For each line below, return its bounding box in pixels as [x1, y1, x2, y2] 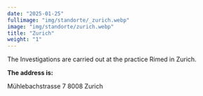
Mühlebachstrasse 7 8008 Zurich [7, 82, 104, 90]
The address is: [7, 69, 54, 77]
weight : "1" [7, 36, 42, 43]
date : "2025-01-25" [7, 10, 64, 17]
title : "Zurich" [7, 29, 55, 37]
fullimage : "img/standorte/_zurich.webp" [7, 17, 130, 24]
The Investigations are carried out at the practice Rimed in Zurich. [7, 55, 197, 63]
